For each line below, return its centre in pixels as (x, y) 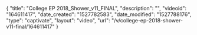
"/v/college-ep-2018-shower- (147, 20)
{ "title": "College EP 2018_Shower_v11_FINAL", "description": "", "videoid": (96, 8)
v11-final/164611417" (30, 26)
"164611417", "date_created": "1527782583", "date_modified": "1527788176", (99, 14)
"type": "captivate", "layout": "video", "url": (58, 20)
